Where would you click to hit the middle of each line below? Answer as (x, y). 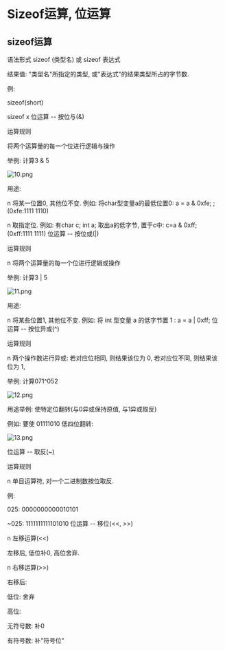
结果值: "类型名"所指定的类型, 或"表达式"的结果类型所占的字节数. (98, 74)
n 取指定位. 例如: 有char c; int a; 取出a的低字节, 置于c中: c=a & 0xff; (102, 225)
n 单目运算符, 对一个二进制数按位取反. (61, 481)
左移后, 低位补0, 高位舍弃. (44, 553)
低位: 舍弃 (21, 597)
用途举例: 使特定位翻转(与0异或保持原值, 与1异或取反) (82, 409)
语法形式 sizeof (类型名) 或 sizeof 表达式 (64, 60)
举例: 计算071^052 (33, 381)
